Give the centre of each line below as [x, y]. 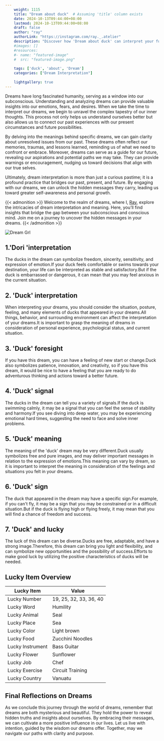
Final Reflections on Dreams [49, 696]
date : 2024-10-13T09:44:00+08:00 [48, 19]
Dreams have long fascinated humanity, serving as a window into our [74, 96]
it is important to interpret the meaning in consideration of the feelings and [80, 466]
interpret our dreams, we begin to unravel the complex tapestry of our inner [81, 111]
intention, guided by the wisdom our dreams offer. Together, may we [74, 728]
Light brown [66, 631]
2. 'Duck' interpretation [41, 295]
